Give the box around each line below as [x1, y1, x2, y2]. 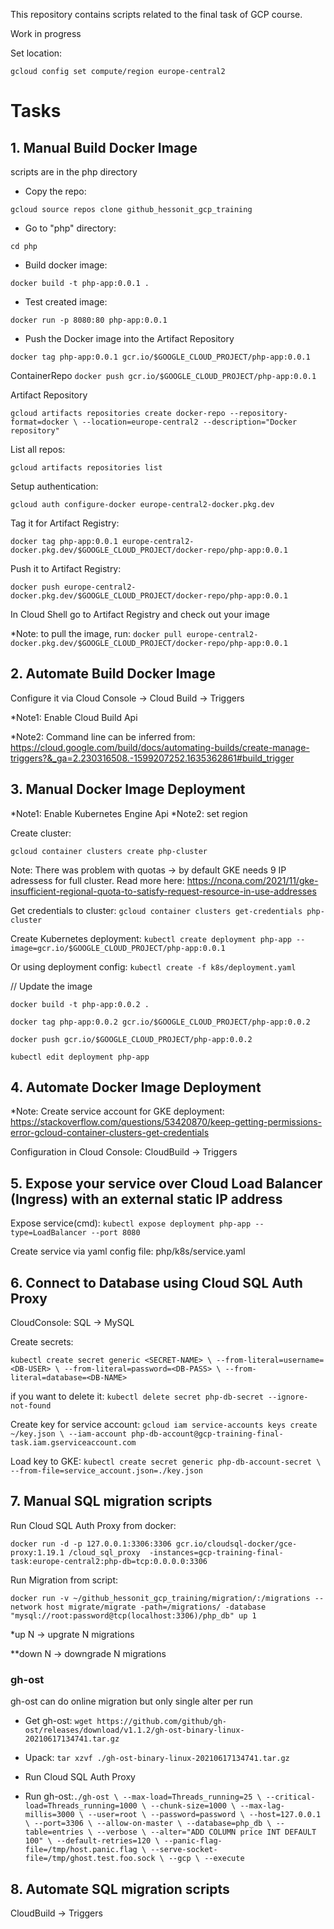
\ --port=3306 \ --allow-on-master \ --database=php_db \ [24, 1819, 272, 1829]
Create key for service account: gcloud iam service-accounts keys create [10, 1419, 318, 1431]
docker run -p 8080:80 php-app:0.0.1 [10, 315, 168, 325]
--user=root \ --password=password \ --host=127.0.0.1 [88, 1810, 322, 1820]
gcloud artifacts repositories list [10, 463, 163, 473]
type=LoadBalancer [10, 1228, 87, 1238]
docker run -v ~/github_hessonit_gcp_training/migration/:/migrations [10, 1593, 311, 1603]
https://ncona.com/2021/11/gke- [186, 874, 319, 886]
